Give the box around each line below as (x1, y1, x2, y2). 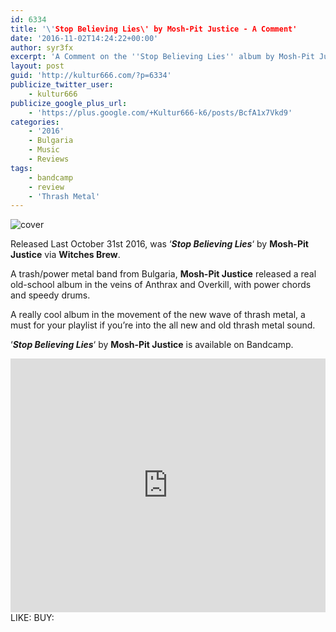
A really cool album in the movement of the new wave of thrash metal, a (10, 309, 306, 321)
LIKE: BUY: (10, 612, 55, 624)
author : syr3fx (10, 42, 74, 53)
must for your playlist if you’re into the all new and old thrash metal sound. (10, 319, 316, 331)
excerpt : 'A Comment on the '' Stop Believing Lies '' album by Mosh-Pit (10, 52, 315, 62)
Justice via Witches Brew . (10, 249, 121, 261)
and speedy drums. (10, 289, 91, 301)
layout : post (10, 61, 65, 71)
